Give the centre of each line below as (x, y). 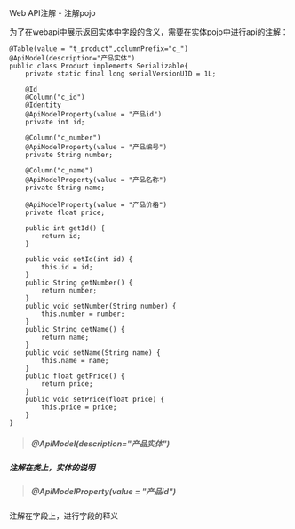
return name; (65, 337)
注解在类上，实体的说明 (52, 467)
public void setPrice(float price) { (95, 399)
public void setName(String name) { (93, 353)
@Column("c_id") (56, 97)
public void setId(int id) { (79, 260)
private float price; (65, 212)
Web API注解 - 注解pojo (52, 13)
